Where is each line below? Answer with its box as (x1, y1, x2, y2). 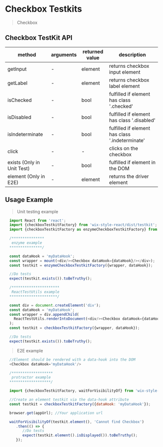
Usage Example (5, 196, 53, 204)
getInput (7, 65, 27, 72)
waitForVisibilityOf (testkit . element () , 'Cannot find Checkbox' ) (9, 419, 145, 424)
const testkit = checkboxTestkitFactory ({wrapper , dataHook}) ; (9, 325, 140, 330)
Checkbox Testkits (5, 3, 82, 15)
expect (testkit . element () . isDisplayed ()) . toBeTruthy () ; (22, 433, 138, 438)
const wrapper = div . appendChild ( (9, 312, 79, 317)
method (17, 51, 36, 58)
